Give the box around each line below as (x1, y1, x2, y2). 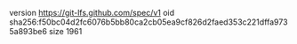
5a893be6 (9, 26, 47, 36)
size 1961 (48, 26, 83, 36)
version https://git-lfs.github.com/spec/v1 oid (9, 8, 175, 18)
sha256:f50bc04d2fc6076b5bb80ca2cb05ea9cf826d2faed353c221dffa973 (9, 17, 288, 27)
